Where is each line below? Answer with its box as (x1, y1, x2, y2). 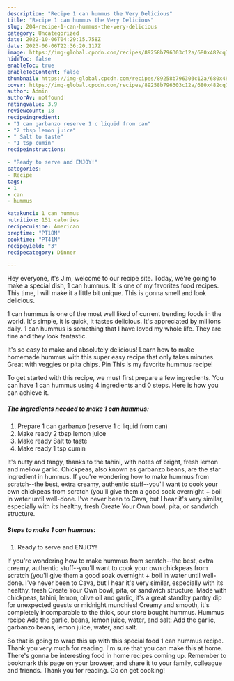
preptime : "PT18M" (7, 229, 61, 237)
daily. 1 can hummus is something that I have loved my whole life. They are (7, 324, 221, 333)
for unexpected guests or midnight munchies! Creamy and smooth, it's (7, 601, 210, 609)
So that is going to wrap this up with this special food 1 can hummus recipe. (7, 636, 224, 645)
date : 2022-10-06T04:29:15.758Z (7, 36, 101, 43)
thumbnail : (7, 75, 39, 82)
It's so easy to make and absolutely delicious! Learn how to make (7, 345, 194, 354)
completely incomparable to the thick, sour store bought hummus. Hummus (7, 609, 224, 617)
